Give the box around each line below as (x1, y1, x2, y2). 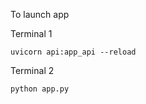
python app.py (10, 84, 70, 94)
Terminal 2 (10, 65, 55, 76)
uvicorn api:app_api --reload (10, 47, 137, 57)
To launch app (10, 9, 70, 20)
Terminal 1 (10, 28, 53, 39)
